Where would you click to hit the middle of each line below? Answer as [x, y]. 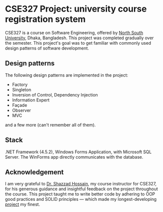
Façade [20, 105]
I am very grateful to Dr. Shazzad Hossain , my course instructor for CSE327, [81, 184]
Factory [20, 84]
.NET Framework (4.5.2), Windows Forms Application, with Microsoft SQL [78, 152]
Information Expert [31, 100]
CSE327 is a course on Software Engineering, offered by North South [74, 33]
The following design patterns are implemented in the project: [67, 75]
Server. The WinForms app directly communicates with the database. [74, 157]
